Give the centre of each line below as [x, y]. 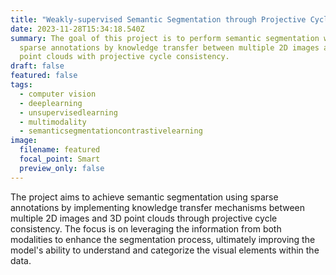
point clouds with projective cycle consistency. [124, 57]
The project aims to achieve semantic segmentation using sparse [144, 197]
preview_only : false [62, 168]
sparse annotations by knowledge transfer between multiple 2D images [169, 47]
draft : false [37, 66]
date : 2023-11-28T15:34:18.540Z [77, 29]
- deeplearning [51, 103]
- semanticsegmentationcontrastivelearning [111, 131]
